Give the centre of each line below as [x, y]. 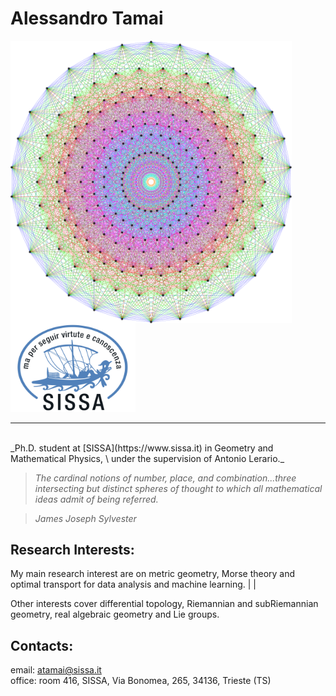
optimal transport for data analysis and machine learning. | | [133, 584]
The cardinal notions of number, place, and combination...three [165, 478]
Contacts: [42, 645]
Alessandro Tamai [87, 18]
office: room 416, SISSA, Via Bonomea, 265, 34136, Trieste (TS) [141, 681]
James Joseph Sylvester [85, 518]
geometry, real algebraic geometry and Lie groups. [115, 614]
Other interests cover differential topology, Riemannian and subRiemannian [164, 604]
